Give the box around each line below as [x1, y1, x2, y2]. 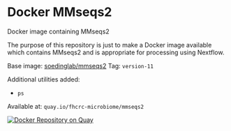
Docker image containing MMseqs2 [7, 27, 110, 36]
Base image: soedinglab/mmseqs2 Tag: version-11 [7, 61, 154, 70]
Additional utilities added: [7, 75, 80, 84]
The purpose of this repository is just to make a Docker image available [7, 40, 212, 49]
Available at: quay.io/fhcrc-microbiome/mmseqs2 [7, 102, 144, 110]
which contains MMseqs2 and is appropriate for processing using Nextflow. [7, 48, 225, 56]
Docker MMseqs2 [7, 4, 112, 20]
